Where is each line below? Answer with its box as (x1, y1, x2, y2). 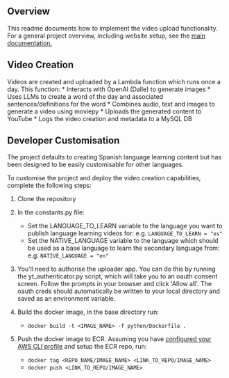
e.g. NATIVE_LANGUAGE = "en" (27, 251, 109, 260)
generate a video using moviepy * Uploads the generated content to (7, 107, 202, 116)
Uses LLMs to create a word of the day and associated (7, 92, 164, 100)
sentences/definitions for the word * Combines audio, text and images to (7, 100, 215, 108)
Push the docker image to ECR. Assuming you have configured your (17, 335, 212, 343)
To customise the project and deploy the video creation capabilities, (7, 174, 201, 182)
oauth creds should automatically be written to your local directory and (17, 287, 221, 295)
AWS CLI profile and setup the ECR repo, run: (17, 342, 147, 351)
